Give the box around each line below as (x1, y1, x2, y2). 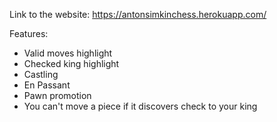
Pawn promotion (23, 90, 92, 101)
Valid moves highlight (23, 47, 113, 59)
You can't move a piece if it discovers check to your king (23, 100, 258, 112)
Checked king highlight (23, 58, 120, 69)
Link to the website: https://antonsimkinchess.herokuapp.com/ (9, 9, 267, 20)
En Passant (23, 79, 71, 91)
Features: (9, 28, 49, 39)
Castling (23, 69, 59, 80)
